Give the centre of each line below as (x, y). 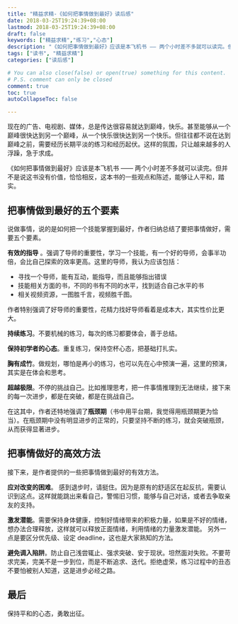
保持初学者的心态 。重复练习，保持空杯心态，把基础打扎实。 (94, 348)
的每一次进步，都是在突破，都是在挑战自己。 (73, 396)
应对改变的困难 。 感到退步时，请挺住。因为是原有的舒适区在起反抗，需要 (114, 487)
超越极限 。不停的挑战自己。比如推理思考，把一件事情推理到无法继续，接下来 (119, 387)
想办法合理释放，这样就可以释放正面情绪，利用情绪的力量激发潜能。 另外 (114, 528)
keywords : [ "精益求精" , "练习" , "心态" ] (60, 40)
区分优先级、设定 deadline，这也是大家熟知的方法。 (101, 537)
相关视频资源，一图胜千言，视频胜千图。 (76, 294)
